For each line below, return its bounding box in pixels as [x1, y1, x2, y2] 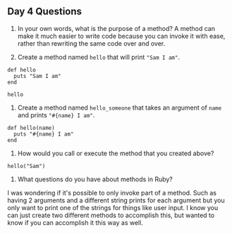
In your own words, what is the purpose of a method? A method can [17, 24, 215, 32]
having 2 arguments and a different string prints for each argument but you [7, 196, 225, 204]
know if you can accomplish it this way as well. [7, 218, 143, 227]
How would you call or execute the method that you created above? [17, 149, 214, 157]
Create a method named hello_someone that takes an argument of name [17, 103, 222, 112]
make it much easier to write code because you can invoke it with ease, [17, 32, 226, 40]
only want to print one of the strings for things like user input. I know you [7, 203, 219, 212]
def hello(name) [7, 124, 55, 131]
